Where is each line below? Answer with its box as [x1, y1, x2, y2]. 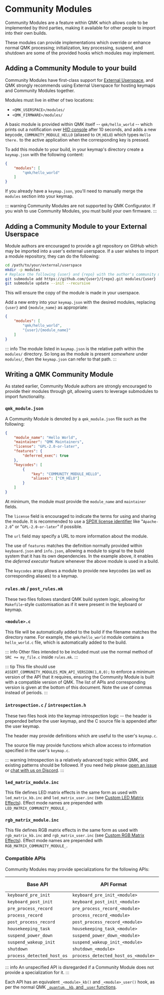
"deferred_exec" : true [22, 453, 69, 459]
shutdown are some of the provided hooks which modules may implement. [5, 50, 155, 56]
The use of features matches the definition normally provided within [5, 542, 143, 548]
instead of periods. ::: [5, 689, 48, 695]
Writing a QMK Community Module [5, 370, 114, 378]
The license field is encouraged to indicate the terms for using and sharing [5, 513, 156, 519]
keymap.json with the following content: [5, 151, 84, 157]
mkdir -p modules [5, 267, 41, 272]
